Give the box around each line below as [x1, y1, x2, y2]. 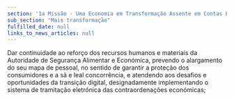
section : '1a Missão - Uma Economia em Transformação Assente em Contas [7, 10, 223, 17]
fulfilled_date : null [7, 23, 70, 30]
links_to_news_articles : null [7, 29, 95, 37]
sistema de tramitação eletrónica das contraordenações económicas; [7, 86, 206, 94]
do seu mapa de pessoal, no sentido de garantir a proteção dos [7, 63, 189, 72]
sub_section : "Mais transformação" [7, 17, 111, 24]
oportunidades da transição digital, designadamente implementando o [7, 78, 209, 87]
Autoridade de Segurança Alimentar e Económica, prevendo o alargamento [7, 56, 223, 65]
